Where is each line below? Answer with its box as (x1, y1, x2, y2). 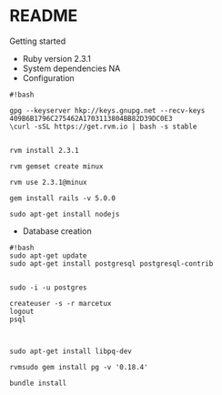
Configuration (22, 72, 75, 83)
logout (9, 307, 35, 316)
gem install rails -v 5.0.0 (9, 193, 116, 203)
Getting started (9, 35, 66, 46)
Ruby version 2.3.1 (22, 53, 91, 64)
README (9, 5, 78, 26)
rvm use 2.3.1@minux (9, 177, 88, 187)
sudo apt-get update (9, 251, 88, 260)
